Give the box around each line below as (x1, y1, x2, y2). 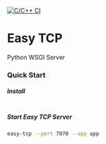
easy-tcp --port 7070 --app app (7, 130, 99, 137)
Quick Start (7, 70, 46, 80)
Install (7, 87, 25, 95)
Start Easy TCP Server (7, 113, 72, 121)
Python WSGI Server (7, 53, 66, 61)
